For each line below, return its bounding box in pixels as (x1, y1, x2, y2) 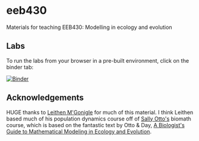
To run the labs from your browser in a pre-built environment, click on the (6, 57, 189, 64)
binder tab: (6, 63, 34, 70)
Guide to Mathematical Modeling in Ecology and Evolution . (6, 128, 152, 135)
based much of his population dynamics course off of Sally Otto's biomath (6, 115, 192, 122)
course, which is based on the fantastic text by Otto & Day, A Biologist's (6, 121, 185, 128)
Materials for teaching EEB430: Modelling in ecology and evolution (6, 23, 172, 31)
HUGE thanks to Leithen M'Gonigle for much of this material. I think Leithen (6, 108, 194, 116)
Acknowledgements (6, 93, 84, 103)
